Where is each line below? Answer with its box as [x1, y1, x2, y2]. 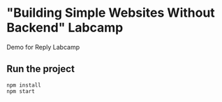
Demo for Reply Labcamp [6, 43, 80, 51]
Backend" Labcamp [6, 20, 124, 36]
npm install [6, 82, 41, 89]
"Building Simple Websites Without [6, 5, 216, 21]
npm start [6, 87, 36, 95]
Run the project [6, 63, 75, 75]
